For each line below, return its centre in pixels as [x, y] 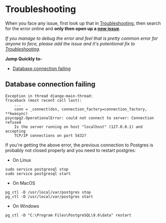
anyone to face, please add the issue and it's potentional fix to [70, 43]
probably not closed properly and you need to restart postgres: [70, 150]
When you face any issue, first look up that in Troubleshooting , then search [83, 23]
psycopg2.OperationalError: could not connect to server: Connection [80, 118]
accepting [16, 131]
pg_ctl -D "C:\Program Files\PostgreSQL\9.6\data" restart [68, 215]
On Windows [26, 206]
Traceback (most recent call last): [44, 100]
